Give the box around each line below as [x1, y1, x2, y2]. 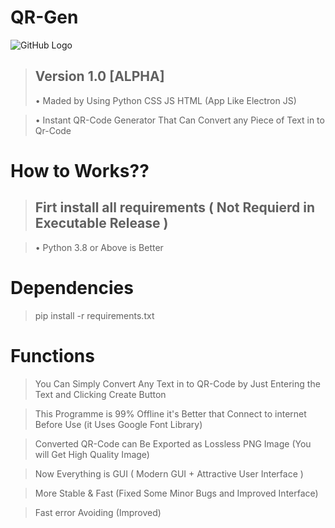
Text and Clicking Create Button [34, 388, 167, 400]
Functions [10, 344, 95, 367]
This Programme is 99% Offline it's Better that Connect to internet [34, 407, 307, 420]
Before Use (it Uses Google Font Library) [34, 418, 203, 430]
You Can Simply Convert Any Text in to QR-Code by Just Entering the [34, 377, 321, 390]
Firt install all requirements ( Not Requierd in [34, 199, 315, 216]
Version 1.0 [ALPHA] [34, 68, 165, 85]
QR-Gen [10, 6, 79, 29]
